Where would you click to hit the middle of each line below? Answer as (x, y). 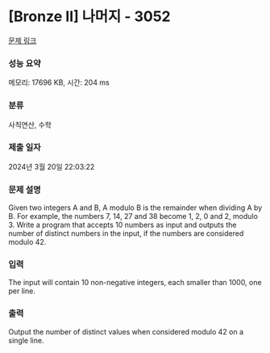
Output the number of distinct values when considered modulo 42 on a (126, 331)
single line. (26, 340)
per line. (22, 291)
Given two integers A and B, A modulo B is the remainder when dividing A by (135, 208)
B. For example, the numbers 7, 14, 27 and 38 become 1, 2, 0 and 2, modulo (133, 216)
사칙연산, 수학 (30, 124)
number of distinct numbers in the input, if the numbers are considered (126, 233)
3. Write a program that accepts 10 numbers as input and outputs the (123, 225)
